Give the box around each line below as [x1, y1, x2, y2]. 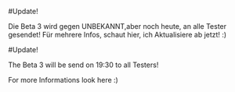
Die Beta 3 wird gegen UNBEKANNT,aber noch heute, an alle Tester [8, 22, 227, 30]
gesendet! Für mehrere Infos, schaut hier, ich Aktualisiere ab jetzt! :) [8, 30, 227, 39]
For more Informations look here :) [8, 76, 119, 84]
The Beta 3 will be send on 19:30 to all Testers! [8, 60, 159, 69]
